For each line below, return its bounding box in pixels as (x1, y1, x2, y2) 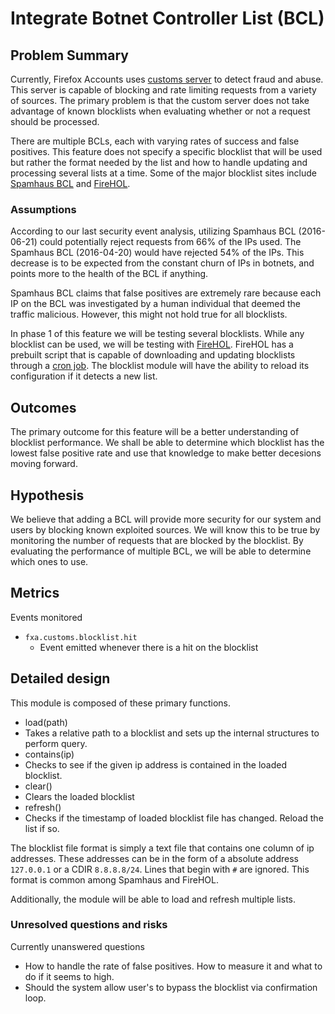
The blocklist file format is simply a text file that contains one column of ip (10, 842, 315, 854)
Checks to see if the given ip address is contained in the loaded (24, 758, 288, 771)
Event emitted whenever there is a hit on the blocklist (39, 641, 259, 653)
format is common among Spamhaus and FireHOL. (10, 873, 219, 886)
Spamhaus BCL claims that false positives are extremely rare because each (10, 287, 322, 299)
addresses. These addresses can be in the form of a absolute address (10, 852, 299, 864)
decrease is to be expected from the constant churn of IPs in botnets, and (10, 257, 315, 269)
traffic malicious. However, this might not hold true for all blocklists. (10, 308, 288, 321)
